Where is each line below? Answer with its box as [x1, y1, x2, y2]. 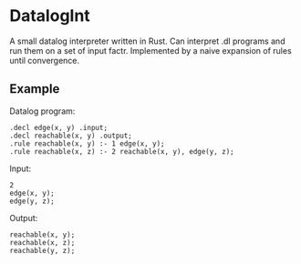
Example [9, 81, 60, 96]
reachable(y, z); [9, 246, 76, 255]
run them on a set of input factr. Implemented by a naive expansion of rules [9, 45, 292, 56]
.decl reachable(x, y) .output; [9, 131, 132, 140]
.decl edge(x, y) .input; [9, 123, 108, 132]
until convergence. [9, 55, 80, 66]
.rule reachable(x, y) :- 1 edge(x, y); [9, 138, 166, 148]
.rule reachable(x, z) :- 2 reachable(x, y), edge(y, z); [9, 147, 234, 156]
